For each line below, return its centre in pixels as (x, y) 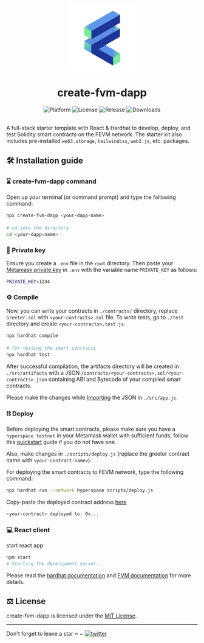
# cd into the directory (38, 228)
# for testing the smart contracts (51, 349)
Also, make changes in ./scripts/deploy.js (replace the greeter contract (98, 454)
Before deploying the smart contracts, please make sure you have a (91, 429)
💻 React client (28, 530)
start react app (25, 546)
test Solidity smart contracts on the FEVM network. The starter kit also (94, 134)
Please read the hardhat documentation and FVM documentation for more (99, 575)
